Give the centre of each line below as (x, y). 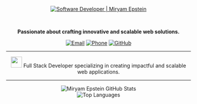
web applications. (98, 72)
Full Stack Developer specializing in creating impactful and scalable (105, 65)
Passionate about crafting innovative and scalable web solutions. (98, 32)
